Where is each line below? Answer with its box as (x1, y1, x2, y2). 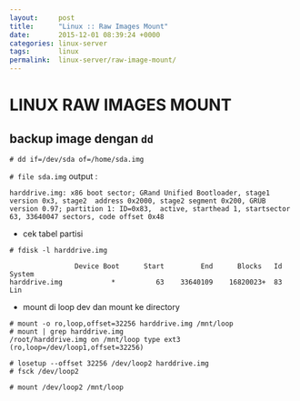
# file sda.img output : (9, 171, 98, 182)
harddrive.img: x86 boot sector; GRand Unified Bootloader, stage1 (9, 188, 271, 197)
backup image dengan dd (9, 131, 155, 146)
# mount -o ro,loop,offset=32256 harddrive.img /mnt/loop (9, 319, 234, 328)
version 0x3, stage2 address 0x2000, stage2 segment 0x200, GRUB (9, 196, 266, 206)
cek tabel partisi (22, 228, 84, 239)
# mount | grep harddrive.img (9, 327, 125, 336)
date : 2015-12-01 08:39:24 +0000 (9, 30, 161, 39)
